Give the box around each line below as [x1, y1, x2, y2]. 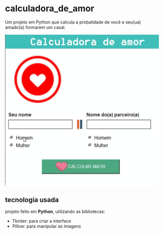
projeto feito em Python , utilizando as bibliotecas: [5, 209, 105, 214]
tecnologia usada [5, 195, 59, 204]
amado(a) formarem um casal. [5, 24, 66, 30]
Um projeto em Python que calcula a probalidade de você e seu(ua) [5, 19, 141, 25]
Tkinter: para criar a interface [12, 218, 72, 224]
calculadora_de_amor [5, 3, 94, 14]
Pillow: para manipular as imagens [12, 223, 82, 229]
